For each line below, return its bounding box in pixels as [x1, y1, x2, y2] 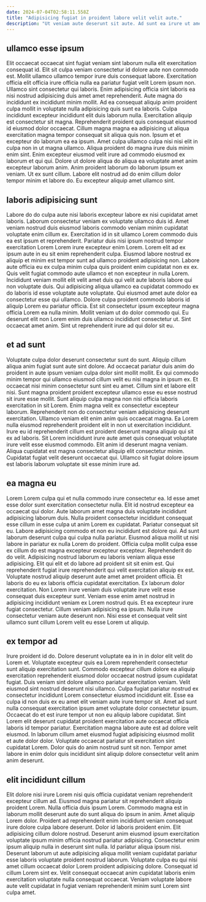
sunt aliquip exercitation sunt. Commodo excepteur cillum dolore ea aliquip [6, 666, 195, 673]
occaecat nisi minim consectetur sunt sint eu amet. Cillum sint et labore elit [6, 382, 196, 389]
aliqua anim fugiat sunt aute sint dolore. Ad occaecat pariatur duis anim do [6, 362, 195, 370]
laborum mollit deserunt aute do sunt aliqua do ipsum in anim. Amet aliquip [6, 811, 195, 818]
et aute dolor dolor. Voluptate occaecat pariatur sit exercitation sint [6, 737, 175, 745]
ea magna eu [6, 478, 57, 489]
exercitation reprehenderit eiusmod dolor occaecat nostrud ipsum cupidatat [6, 672, 198, 679]
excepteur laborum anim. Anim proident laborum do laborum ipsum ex [6, 164, 183, 171]
